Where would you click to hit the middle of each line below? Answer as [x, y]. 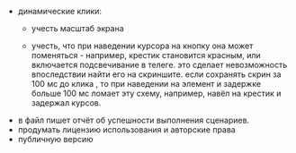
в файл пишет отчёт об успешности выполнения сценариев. [134, 120]
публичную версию [55, 139]
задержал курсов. [66, 103]
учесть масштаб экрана [77, 28]
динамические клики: [59, 11]
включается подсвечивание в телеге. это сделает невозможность [159, 65]
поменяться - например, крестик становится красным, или [146, 55]
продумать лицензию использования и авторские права [126, 130]
